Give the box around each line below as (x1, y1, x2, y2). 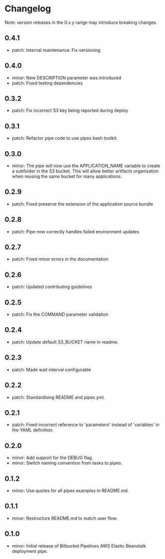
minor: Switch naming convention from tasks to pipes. (11, 460, 123, 466)
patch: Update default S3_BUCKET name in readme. (11, 339, 119, 345)
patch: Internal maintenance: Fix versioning (11, 47, 100, 53)
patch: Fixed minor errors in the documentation (11, 256, 109, 262)
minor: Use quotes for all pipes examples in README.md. (11, 487, 129, 493)
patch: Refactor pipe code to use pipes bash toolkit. (11, 135, 118, 141)
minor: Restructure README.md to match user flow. (11, 515, 118, 521)
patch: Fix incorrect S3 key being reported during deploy (11, 107, 129, 113)
